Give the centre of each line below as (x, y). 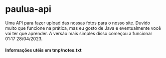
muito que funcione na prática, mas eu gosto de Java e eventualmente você (83, 28)
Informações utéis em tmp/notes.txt (43, 50)
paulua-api (28, 9)
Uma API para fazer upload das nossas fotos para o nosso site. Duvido (78, 23)
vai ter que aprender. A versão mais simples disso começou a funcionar (79, 33)
